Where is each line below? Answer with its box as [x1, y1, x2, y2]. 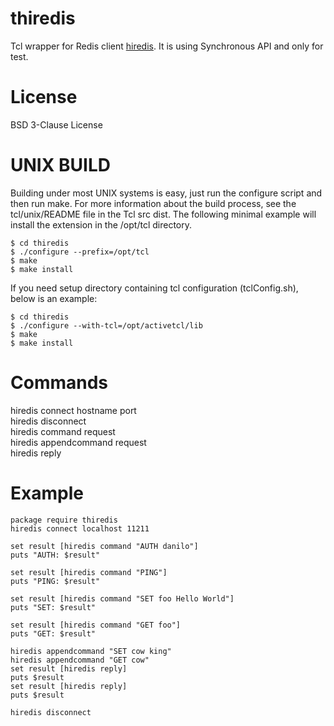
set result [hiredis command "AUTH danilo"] [10, 541, 199, 551]
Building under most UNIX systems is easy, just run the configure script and [10, 187, 323, 199]
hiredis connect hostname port [10, 404, 137, 416]
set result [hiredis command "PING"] [10, 567, 168, 577]
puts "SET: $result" [10, 602, 97, 612]
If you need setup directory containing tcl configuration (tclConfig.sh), [10, 282, 299, 294]
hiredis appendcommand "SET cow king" [10, 646, 172, 656]
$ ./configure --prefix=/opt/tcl [10, 247, 150, 257]
